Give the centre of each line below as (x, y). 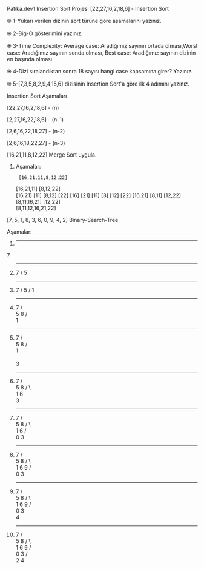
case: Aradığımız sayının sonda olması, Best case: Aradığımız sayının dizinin (101, 53)
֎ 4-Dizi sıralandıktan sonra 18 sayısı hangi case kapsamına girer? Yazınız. (100, 71)
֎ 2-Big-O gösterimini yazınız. (45, 33)
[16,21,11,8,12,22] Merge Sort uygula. (52, 155)
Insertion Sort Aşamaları (37, 96)
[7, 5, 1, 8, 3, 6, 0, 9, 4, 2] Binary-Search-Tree (63, 220)
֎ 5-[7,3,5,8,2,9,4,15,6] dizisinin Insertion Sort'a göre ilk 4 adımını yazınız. (98, 84)
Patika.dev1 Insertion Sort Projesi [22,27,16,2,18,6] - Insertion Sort (88, 9)
